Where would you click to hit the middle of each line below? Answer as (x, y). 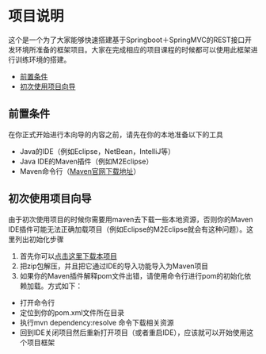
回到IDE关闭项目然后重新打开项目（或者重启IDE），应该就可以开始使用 (133, 332)
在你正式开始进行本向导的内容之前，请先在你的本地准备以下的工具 (116, 134)
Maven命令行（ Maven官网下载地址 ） (80, 171)
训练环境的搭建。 (43, 60)
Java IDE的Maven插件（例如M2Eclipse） (86, 161)
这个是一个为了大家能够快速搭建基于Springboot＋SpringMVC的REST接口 (127, 40)
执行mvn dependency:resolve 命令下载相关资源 (97, 322)
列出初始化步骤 (39, 239)
